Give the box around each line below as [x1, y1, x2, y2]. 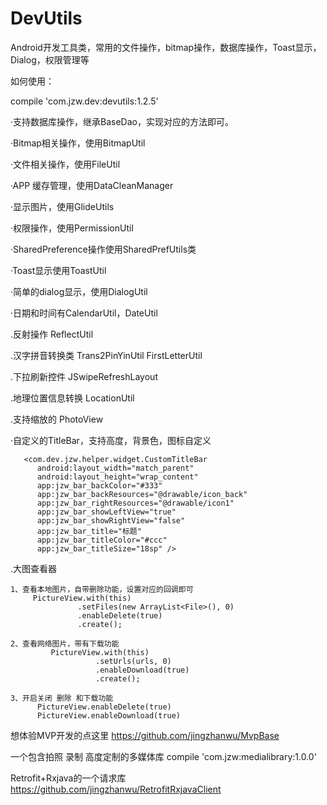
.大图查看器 [10, 562, 58, 574]
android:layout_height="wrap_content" [36, 472, 199, 482]
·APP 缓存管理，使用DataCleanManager [10, 179, 174, 191]
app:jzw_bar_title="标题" [36, 526, 142, 536]
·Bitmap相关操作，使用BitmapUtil [10, 137, 146, 149]
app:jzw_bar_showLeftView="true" [36, 507, 177, 517]
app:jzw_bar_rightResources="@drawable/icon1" [36, 498, 235, 508]
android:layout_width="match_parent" [36, 463, 195, 473]
